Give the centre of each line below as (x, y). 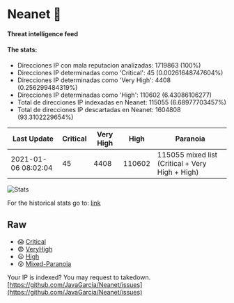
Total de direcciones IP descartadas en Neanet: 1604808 (99, 109)
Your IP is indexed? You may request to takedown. (79, 277)
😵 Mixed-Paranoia (44, 263)
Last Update (33, 139)
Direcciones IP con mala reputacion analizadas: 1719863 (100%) (109, 65)
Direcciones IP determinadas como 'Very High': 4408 (94, 80)
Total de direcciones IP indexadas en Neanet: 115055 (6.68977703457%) (122, 102)
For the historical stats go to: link (54, 203)
